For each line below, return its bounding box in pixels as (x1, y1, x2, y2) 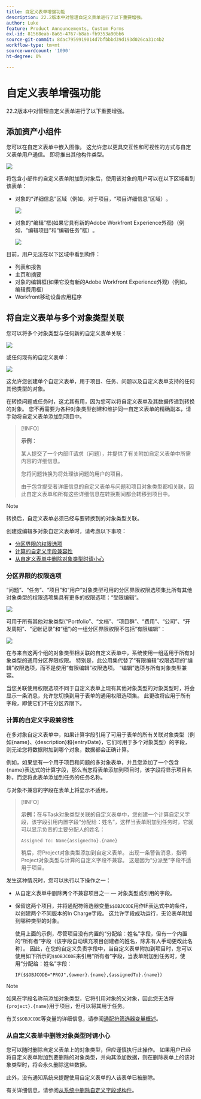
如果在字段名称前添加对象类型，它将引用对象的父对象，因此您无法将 (6, 995, 174, 1002)
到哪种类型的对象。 (14, 917, 63, 924)
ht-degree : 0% (6, 53, 42, 59)
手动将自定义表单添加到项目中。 (6, 413, 85, 420)
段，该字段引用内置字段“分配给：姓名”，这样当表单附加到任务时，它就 (20, 818, 194, 825)
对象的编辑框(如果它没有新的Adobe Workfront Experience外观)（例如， (14, 278, 190, 285)
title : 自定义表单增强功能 (6, 8, 66, 15)
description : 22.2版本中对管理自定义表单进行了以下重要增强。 (6, 14, 145, 20)
